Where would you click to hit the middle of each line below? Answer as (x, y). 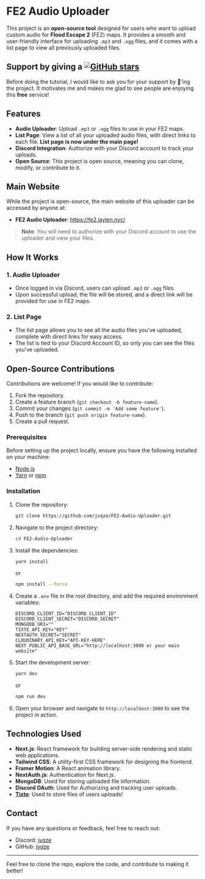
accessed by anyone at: (36, 208)
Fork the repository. (40, 395)
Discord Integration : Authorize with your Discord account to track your (104, 148)
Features (23, 114)
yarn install (32, 561)
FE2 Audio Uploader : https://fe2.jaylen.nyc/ (70, 220)
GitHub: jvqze (32, 846)
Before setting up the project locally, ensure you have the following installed (102, 451)
